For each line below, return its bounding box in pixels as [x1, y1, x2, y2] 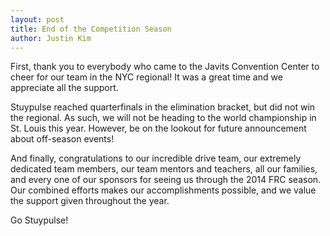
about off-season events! [10, 133, 115, 145]
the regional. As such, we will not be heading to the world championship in [10, 112, 317, 124]
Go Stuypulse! [10, 214, 69, 226]
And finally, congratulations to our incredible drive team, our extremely [10, 152, 302, 165]
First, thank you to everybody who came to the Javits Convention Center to [10, 61, 320, 73]
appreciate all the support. [10, 82, 119, 94]
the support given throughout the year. [10, 195, 170, 207]
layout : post [10, 14, 65, 25]
